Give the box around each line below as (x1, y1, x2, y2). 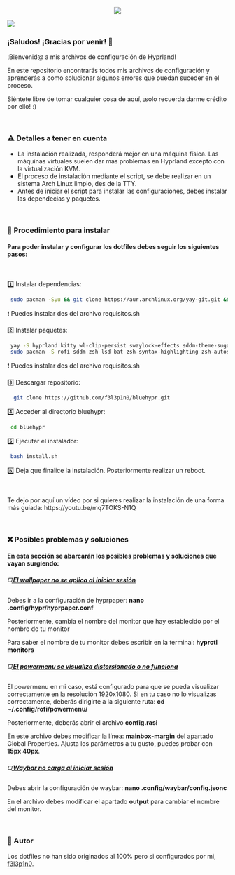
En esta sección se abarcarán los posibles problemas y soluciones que (7, 552, 217, 561)
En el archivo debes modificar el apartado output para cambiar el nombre (7, 797, 220, 806)
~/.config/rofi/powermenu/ (7, 705, 88, 714)
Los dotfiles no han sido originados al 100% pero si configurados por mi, (7, 852, 216, 860)
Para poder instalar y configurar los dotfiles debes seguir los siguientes (7, 243, 220, 251)
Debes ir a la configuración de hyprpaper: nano (7, 596, 145, 605)
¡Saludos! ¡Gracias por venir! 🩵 (7, 36, 113, 46)
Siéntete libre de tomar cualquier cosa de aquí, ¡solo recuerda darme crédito (7, 95, 227, 103)
